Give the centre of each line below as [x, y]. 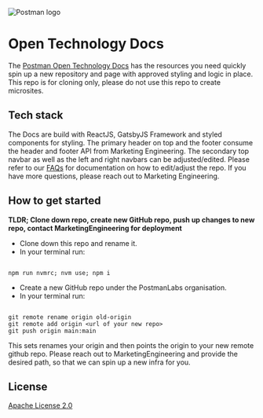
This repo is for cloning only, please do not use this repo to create [115, 82]
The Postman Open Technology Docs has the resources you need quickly [127, 65]
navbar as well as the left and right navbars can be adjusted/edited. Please [129, 159]
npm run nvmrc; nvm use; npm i [59, 273]
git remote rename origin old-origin [70, 317]
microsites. [26, 90]
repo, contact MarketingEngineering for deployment [95, 228]
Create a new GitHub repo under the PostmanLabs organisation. [123, 288]
